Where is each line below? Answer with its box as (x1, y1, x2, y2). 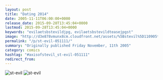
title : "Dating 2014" (5, 12, 49, 16)
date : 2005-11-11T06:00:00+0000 (5, 16, 70, 21)
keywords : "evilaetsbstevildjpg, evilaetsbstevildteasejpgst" (5, 30, 133, 34)
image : (5, 34, 18, 39)
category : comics (5, 48, 40, 52)
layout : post (5, 7, 32, 12)
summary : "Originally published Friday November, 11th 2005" (5, 43, 131, 48)
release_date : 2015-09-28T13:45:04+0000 (5, 20, 88, 26)
